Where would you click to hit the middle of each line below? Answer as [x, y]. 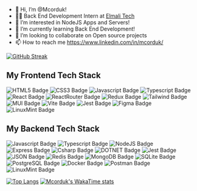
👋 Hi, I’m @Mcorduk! [41, 9]
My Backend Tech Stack [53, 129]
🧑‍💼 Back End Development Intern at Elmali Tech [75, 16]
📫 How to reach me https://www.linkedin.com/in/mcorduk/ [89, 42]
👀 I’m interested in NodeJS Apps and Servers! [72, 22]
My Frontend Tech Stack [54, 75]
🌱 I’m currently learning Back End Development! [75, 29]
